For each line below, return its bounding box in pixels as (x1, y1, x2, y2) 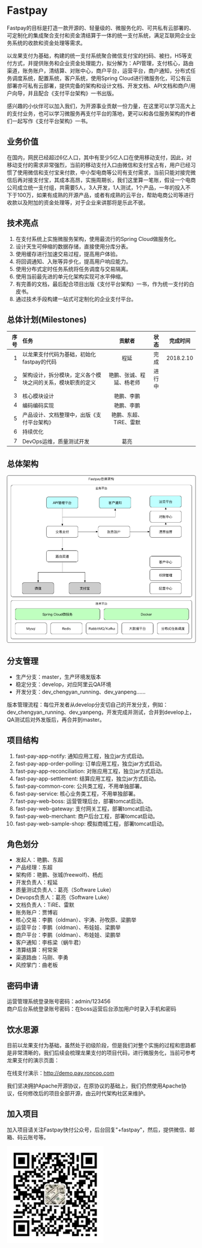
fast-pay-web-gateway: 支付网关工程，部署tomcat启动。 (15, 805, 156, 812)
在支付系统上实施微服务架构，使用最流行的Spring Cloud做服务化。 (15, 235, 179, 242)
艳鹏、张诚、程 (108, 371, 146, 379)
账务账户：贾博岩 (15, 909, 58, 916)
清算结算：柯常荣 (15, 946, 58, 954)
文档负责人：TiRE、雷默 (15, 901, 74, 909)
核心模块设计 (22, 392, 55, 400)
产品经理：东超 (15, 863, 53, 871)
